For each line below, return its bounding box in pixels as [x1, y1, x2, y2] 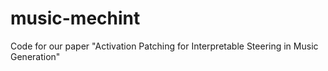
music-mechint [10, 7, 141, 30]
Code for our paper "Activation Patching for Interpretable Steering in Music [10, 40, 319, 52]
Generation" [10, 50, 61, 62]
